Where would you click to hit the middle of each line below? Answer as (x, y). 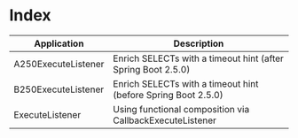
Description (199, 43)
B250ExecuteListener (59, 89)
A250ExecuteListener (59, 64)
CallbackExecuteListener (165, 120)
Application (59, 43)
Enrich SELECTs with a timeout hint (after (198, 58)
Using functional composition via (181, 109)
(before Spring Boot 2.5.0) (168, 95)
